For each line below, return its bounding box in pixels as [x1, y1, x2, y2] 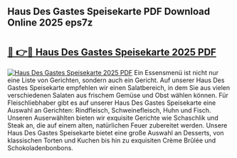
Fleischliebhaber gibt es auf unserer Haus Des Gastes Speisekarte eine [7, 98, 216, 107]
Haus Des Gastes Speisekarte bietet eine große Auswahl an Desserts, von [7, 129, 224, 137]
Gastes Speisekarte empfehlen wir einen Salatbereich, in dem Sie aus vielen [7, 84, 231, 91]
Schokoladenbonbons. [7, 144, 73, 152]
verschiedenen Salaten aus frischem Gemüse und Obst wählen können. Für [7, 91, 229, 99]
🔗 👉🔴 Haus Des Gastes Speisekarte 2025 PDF [7, 46, 217, 58]
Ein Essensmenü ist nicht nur [134, 69, 219, 77]
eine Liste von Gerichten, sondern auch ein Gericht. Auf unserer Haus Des [7, 76, 225, 84]
